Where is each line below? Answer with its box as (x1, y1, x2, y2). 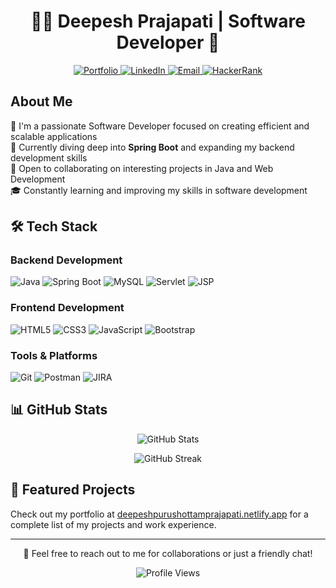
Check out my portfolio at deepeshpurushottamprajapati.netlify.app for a (10, 508, 309, 520)
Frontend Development (10, 301, 125, 315)
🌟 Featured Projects (10, 481, 136, 499)
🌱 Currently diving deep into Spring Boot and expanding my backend (10, 141, 295, 153)
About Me (10, 93, 73, 110)
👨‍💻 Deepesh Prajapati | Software (30, 10, 306, 33)
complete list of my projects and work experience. (10, 518, 217, 530)
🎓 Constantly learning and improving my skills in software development (10, 184, 308, 196)
